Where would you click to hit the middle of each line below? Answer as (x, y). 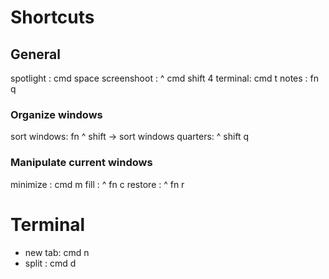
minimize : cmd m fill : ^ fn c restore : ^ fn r (97, 184)
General (36, 54)
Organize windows (56, 114)
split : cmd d (50, 263)
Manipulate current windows (81, 163)
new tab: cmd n (57, 252)
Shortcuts (52, 17)
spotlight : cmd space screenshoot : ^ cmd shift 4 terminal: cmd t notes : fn (164, 78)
